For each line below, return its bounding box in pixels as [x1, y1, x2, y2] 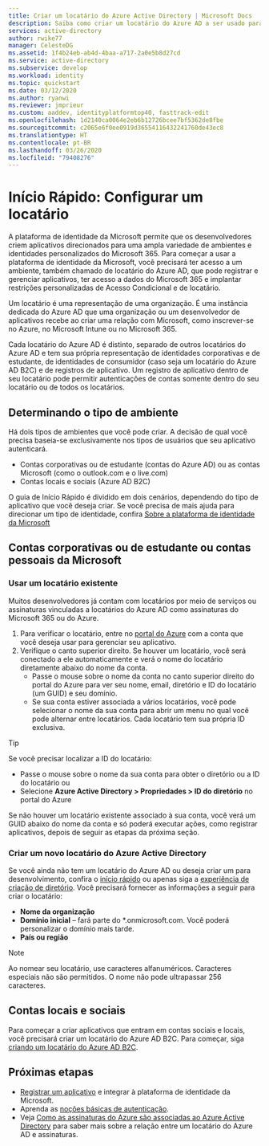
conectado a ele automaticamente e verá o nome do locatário [19, 654, 223, 663]
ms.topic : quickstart [8, 79, 81, 87]
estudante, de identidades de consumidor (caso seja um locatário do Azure [8, 357, 257, 366]
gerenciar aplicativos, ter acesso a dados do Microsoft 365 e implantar [8, 275, 242, 284]
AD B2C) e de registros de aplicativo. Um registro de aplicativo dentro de [8, 365, 249, 375]
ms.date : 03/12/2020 [8, 86, 78, 95]
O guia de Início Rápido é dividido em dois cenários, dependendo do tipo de [8, 492, 259, 502]
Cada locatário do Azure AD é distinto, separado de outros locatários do [8, 340, 247, 349]
